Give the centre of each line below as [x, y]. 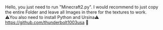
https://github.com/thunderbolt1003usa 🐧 [47, 22]
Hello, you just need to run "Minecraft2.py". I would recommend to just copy [82, 7]
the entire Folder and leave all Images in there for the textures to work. [76, 12]
